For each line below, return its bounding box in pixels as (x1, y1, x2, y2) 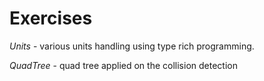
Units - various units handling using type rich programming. (9, 40, 255, 52)
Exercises (9, 7, 93, 30)
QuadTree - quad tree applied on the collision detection (9, 59, 238, 71)
